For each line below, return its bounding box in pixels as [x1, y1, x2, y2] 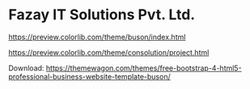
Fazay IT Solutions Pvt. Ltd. [8, 6, 196, 24]
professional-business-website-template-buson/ [8, 71, 172, 81]
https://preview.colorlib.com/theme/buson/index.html [8, 32, 186, 42]
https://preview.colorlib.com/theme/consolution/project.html [8, 47, 210, 57]
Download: [8, 63, 44, 73]
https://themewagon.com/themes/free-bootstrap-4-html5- [45, 63, 242, 73]
